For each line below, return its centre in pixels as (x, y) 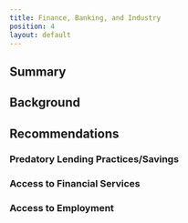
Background (45, 102)
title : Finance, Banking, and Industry (85, 18)
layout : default (40, 35)
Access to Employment (62, 208)
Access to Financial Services (75, 184)
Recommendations (64, 133)
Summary (38, 71)
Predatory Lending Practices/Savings (94, 159)
